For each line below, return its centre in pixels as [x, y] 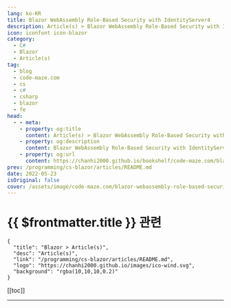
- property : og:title [50, 129]
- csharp [26, 97]
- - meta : [27, 122]
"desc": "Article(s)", [46, 254]
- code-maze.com [36, 78]
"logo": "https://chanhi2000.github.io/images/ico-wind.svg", [104, 266]
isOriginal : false [33, 180]
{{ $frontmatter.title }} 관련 [84, 223]
